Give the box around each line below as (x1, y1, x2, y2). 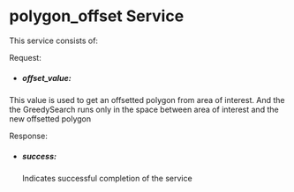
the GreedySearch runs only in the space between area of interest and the (9, 104, 280, 114)
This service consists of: (9, 35, 99, 46)
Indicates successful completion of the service (21, 173, 192, 183)
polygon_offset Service (9, 6, 185, 26)
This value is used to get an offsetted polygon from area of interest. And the (9, 94, 285, 105)
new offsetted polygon (9, 113, 91, 124)
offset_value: (21, 72, 72, 83)
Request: (9, 52, 41, 63)
